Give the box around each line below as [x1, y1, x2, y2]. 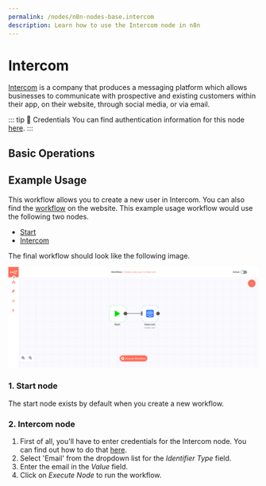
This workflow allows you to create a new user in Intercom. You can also [8, 195, 245, 204]
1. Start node [8, 380, 58, 391]
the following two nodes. [8, 212, 89, 221]
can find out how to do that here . [19, 445, 127, 454]
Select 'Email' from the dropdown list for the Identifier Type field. [19, 453, 232, 463]
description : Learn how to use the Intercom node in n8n [8, 21, 201, 29]
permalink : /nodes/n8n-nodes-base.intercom [8, 13, 155, 21]
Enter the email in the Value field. [19, 462, 129, 471]
